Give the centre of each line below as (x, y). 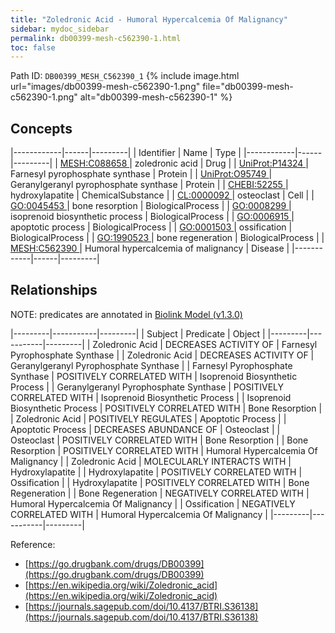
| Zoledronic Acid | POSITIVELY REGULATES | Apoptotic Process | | (148, 418)
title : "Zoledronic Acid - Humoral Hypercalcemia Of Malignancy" (149, 19)
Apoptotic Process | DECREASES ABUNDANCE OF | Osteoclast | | (145, 429)
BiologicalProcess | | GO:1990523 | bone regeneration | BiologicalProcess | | (167, 238)
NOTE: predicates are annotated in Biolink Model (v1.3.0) (126, 314)
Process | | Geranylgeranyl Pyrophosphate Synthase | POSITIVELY (147, 387)
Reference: (33, 544)
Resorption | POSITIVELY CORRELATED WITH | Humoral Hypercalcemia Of (164, 450)
